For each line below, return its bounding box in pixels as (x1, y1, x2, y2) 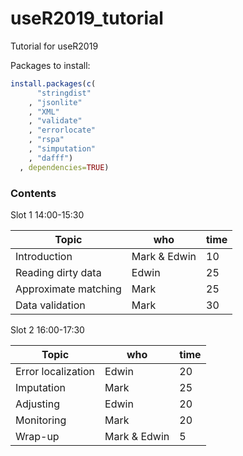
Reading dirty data (15, 265, 102, 279)
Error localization (15, 364, 96, 378)
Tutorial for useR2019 (10, 40, 99, 52)
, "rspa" (28, 135, 65, 145)
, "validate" (28, 116, 83, 126)
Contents (10, 186, 57, 200)
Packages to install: (10, 59, 91, 71)
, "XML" (28, 107, 60, 117)
